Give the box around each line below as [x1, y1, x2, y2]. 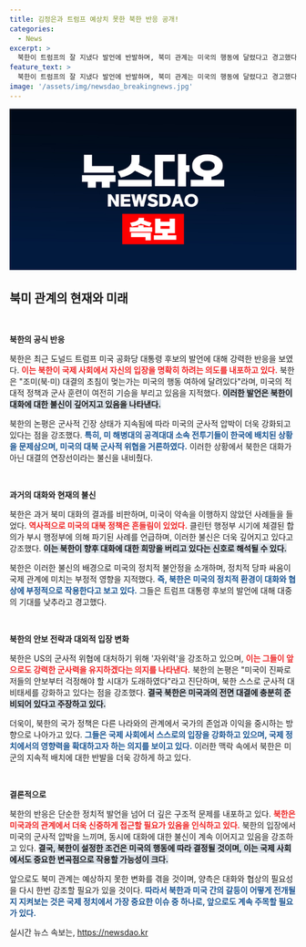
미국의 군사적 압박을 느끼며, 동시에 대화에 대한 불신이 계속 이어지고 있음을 [9, 831, 270, 842]
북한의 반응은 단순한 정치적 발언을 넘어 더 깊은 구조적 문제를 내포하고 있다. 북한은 [9, 808, 296, 819]
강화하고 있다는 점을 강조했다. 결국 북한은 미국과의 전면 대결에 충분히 [40, 687, 282, 698]
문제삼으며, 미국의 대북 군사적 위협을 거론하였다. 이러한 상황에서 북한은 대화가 [18, 441, 292, 452]
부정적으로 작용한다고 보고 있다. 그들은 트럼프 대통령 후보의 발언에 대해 [25, 585, 276, 596]
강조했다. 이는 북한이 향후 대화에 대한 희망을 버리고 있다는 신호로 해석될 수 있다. [9, 543, 288, 554]
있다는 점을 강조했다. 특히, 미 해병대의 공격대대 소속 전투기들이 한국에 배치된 [9, 429, 277, 441]
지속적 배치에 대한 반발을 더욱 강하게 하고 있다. [25, 752, 191, 763]
